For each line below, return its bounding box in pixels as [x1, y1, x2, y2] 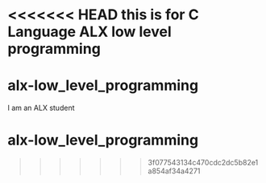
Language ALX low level [7, 22, 172, 41]
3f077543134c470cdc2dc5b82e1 [148, 158, 259, 168]
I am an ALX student [7, 103, 75, 113]
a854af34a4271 [148, 166, 201, 176]
